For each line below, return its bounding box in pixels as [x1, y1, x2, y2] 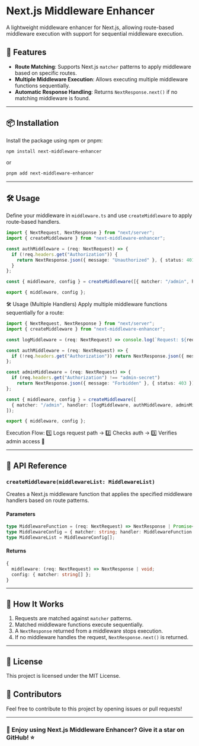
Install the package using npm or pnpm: [6, 136, 103, 144]
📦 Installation [6, 118, 59, 128]
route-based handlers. [6, 218, 61, 226]
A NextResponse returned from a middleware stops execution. [14, 627, 163, 634]
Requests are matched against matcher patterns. [14, 615, 133, 622]
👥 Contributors [6, 690, 62, 700]
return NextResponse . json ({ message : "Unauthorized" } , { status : [17, 257, 184, 263]
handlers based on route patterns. [6, 497, 89, 504]
